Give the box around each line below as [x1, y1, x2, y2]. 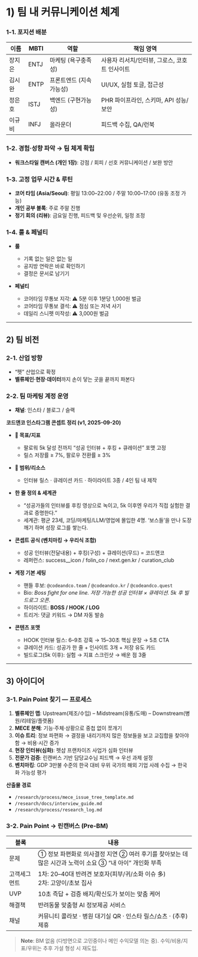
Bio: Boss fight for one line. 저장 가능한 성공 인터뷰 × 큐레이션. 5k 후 [23, 589, 183, 597]
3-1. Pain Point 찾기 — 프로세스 [6, 695, 92, 703]
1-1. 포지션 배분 [6, 28, 47, 36]
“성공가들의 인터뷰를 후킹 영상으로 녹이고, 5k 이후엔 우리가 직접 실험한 [23, 502, 184, 509]
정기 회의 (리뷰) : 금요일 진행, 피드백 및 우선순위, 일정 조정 [14, 212, 146, 219]
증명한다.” [34, 510, 58, 517]
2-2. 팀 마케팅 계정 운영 [6, 392, 69, 400]
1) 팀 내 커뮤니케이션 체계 [6, 5, 120, 19]
